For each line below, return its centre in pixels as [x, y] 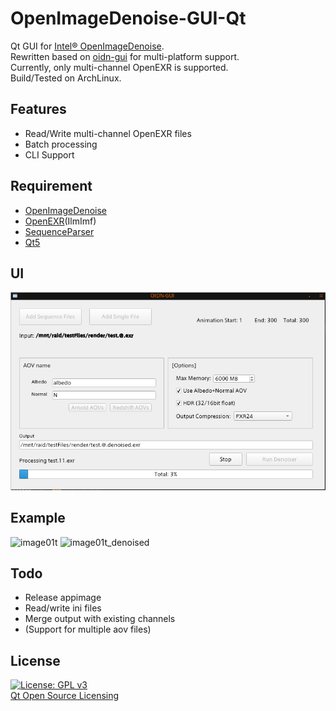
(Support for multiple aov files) [88, 629]
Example [38, 518]
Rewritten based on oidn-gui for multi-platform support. [125, 56]
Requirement [51, 186]
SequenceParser [59, 231]
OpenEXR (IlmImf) [60, 221]
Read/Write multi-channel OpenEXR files [108, 133]
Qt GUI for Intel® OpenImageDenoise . [87, 46]
